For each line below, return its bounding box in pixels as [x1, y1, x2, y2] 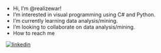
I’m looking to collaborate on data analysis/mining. [12, 23, 135, 30]
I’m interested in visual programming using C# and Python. [12, 11, 156, 18]
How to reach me [12, 30, 55, 37]
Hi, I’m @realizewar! [12, 5, 62, 12]
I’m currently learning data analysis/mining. [12, 17, 118, 24]
